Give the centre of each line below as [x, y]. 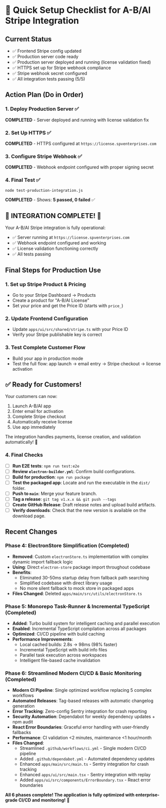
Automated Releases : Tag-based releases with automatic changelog [83, 701]
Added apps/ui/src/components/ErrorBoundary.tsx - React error [85, 780]
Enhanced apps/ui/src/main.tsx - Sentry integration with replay [85, 775]
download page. [29, 516]
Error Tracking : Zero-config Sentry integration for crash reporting [80, 711]
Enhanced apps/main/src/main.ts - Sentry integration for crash [84, 764]
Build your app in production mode [48, 358]
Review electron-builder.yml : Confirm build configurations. [74, 471]
